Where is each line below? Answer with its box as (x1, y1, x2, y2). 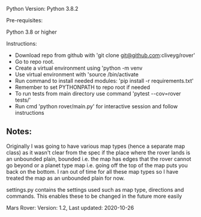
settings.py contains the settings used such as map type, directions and (6, 186, 184, 193)
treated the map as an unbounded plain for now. (6, 174, 125, 182)
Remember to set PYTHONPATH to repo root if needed (14, 84, 151, 91)
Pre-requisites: (6, 17, 43, 23)
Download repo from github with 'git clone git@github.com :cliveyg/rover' (14, 52, 196, 59)
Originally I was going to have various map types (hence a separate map (6, 142, 185, 150)
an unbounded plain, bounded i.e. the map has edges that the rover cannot (6, 155, 191, 162)
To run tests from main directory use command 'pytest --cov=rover (14, 90, 181, 97)
